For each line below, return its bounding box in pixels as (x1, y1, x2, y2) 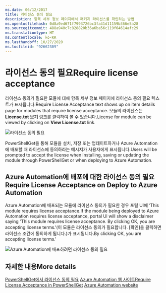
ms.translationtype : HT (5, 30, 55, 35)
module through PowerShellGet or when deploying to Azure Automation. (5, 157, 153, 163)
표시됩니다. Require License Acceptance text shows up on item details (14, 101, 155, 107)
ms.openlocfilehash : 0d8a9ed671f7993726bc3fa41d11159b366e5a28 (5, 21, 139, 26)
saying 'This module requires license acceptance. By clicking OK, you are (5, 219, 155, 224)
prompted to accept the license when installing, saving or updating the (5, 152, 149, 158)
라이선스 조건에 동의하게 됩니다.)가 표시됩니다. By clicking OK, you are (5, 230, 142, 236)
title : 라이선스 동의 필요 (5, 12, 53, 17)
